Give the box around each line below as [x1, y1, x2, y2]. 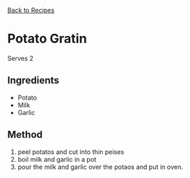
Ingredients [7, 74, 60, 87]
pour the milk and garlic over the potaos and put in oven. [17, 162, 184, 171]
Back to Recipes [7, 6, 55, 14]
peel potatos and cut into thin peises [17, 148, 125, 156]
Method [7, 129, 43, 141]
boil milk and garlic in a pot [17, 155, 97, 163]
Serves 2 [7, 54, 34, 62]
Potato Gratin [7, 31, 87, 47]
